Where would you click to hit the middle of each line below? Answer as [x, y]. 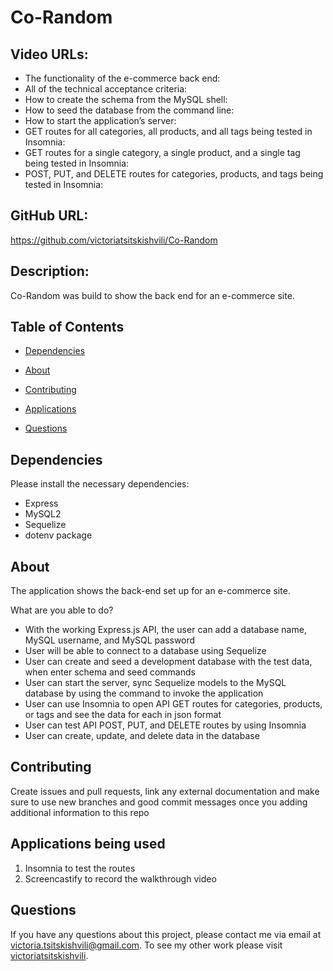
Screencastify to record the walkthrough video [120, 878]
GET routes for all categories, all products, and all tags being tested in [168, 131]
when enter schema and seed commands [110, 672]
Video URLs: [49, 54]
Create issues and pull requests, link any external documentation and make [165, 791]
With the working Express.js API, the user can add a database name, [165, 630]
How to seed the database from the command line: [129, 110]
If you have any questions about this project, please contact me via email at [166, 934]
